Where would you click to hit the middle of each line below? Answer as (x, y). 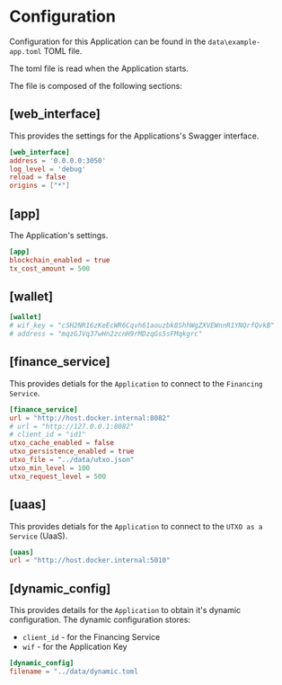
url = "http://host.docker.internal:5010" (90, 560)
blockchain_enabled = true (60, 260)
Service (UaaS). (39, 536)
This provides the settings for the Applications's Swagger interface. (134, 136)
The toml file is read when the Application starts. (99, 68)
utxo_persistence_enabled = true (72, 451)
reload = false (38, 177)
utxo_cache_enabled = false (62, 443)
